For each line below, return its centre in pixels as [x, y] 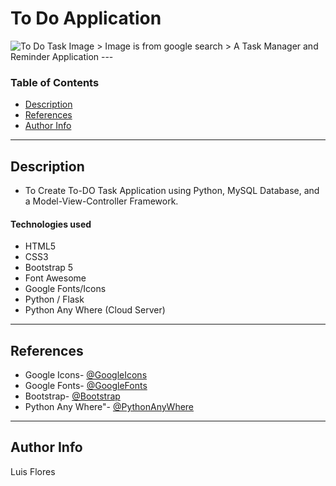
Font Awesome [55, 278]
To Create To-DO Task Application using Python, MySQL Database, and [172, 191]
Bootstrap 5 [49, 268]
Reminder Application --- [62, 56]
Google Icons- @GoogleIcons [86, 375]
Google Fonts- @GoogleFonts [86, 386]
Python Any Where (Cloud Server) [95, 310]
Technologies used [51, 224]
